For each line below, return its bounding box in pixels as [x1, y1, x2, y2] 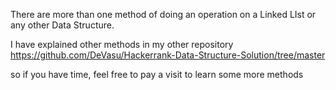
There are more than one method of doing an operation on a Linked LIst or [10, 9, 317, 20]
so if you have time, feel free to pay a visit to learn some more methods [10, 69, 304, 80]
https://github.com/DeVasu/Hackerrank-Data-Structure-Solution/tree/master [10, 49, 326, 61]
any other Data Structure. [10, 19, 115, 31]
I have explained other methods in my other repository [10, 39, 234, 50]
